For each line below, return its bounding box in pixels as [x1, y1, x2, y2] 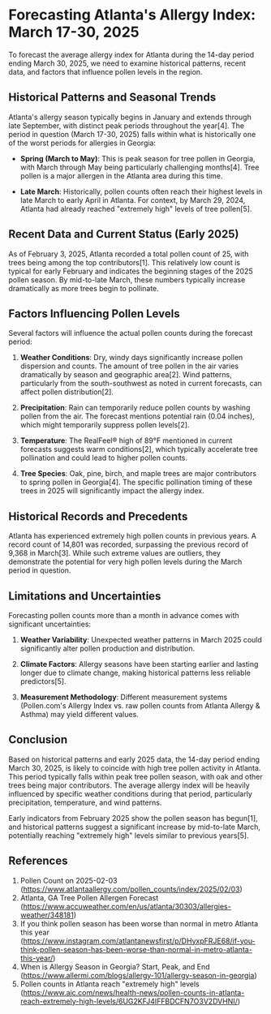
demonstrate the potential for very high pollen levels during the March [8, 557, 243, 567]
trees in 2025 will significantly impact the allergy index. [19, 486, 204, 496]
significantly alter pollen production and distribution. [19, 643, 196, 653]
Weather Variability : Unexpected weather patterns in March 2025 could [19, 635, 262, 644]
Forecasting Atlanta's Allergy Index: [8, 6, 256, 24]
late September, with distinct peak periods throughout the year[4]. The [8, 120, 245, 131]
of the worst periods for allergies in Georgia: [8, 138, 157, 148]
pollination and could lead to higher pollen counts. [19, 453, 188, 463]
